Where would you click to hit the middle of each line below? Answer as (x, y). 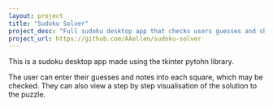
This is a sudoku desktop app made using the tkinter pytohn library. (121, 62)
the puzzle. (27, 95)
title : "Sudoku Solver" (49, 24)
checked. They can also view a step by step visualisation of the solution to (133, 86)
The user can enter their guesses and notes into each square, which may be (136, 77)
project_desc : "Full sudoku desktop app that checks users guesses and (132, 31)
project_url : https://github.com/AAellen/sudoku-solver (105, 39)
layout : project (36, 16)
